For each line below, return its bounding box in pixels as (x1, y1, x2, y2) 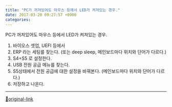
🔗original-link (5, 96, 34, 102)
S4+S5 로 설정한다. (12, 55, 52, 61)
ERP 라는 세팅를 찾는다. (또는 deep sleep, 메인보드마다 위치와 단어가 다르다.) (12, 49, 166, 55)
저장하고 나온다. (12, 81, 45, 87)
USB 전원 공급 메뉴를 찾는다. (12, 62, 70, 68)
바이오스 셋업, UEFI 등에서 (12, 42, 66, 49)
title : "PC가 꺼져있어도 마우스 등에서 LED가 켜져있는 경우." (5, 7, 120, 13)
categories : (5, 17, 31, 22)
